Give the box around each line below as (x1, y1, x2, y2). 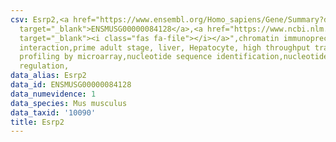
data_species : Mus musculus (10, 98, 128, 108)
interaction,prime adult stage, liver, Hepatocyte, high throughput (19, 42, 311, 53)
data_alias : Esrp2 (10, 71, 87, 81)
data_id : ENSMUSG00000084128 (10, 80, 132, 90)
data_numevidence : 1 (10, 89, 97, 99)
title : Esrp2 (10, 117, 65, 127)
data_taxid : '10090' (10, 107, 97, 118)
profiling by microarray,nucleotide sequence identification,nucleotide (19, 52, 329, 62)
